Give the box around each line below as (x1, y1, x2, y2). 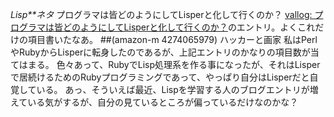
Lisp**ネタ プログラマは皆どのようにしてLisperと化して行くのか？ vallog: (10, 9, 313, 20)
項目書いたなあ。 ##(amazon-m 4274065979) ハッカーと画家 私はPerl (27, 34, 318, 45)
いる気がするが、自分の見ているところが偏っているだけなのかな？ (27, 96, 299, 108)
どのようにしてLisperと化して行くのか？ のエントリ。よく (62, 21, 298, 33)
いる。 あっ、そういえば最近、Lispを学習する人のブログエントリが (36, 84, 310, 95)
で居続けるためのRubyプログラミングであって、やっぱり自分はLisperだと (10, 71, 310, 83)
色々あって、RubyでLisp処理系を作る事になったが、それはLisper (56, 59, 321, 70)
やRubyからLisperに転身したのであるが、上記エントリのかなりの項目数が (10, 46, 311, 58)
